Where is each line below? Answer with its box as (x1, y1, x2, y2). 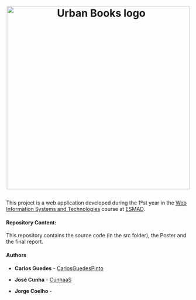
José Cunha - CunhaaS (14, 276, 72, 283)
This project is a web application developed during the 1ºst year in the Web (6, 199, 187, 206)
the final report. (6, 238, 44, 246)
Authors (6, 251, 27, 258)
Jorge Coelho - (14, 287, 53, 294)
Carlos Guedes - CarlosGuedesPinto (14, 264, 104, 272)
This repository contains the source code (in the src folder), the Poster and (6, 232, 187, 239)
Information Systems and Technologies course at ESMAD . (6, 206, 145, 213)
